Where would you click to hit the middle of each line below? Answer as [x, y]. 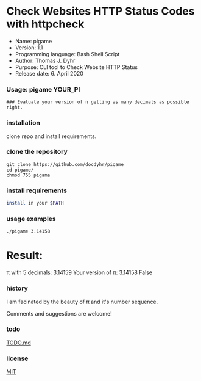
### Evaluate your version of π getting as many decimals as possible [98, 102]
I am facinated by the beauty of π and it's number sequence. [82, 302]
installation [23, 123]
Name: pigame [33, 41]
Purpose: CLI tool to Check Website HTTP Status [76, 67]
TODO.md [19, 343]
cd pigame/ [20, 170]
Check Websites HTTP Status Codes [100, 11]
